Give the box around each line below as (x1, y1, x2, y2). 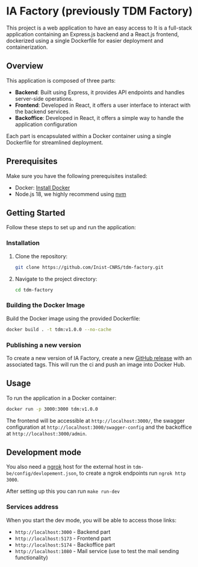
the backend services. (14, 107, 70, 115)
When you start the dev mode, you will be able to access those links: (6, 516, 176, 524)
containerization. (6, 43, 48, 51)
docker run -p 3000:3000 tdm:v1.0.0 (6, 406, 98, 412)
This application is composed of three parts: (6, 77, 116, 84)
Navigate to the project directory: (14, 275, 97, 282)
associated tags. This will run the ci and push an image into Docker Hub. (6, 361, 185, 368)
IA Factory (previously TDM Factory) (6, 4, 193, 18)
